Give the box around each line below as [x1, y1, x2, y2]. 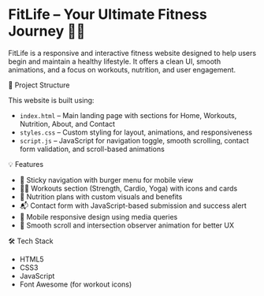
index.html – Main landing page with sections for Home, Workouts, [19, 110, 237, 120]
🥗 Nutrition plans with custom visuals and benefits [19, 191, 183, 202]
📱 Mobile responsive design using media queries [19, 212, 178, 221]
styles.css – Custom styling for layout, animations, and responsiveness [19, 128, 253, 137]
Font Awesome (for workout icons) [19, 279, 132, 289]
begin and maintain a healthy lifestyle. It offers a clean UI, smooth [8, 57, 221, 66]
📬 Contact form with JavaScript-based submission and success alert [19, 201, 247, 210]
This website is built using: [8, 95, 95, 105]
